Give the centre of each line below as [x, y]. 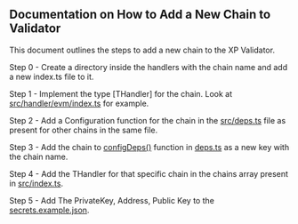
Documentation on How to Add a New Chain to [140, 15]
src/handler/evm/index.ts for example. [79, 103]
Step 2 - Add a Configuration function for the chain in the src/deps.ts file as [148, 120]
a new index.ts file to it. [52, 76]
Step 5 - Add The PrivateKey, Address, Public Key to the [112, 200]
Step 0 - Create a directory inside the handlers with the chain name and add [148, 67]
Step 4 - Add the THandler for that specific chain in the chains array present [149, 173]
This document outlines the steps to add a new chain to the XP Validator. [142, 50]
